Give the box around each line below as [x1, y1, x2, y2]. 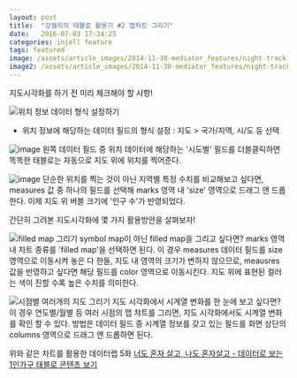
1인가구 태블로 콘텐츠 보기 [9, 359, 98, 369]
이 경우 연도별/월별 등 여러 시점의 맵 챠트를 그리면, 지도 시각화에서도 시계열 [9, 306, 267, 318]
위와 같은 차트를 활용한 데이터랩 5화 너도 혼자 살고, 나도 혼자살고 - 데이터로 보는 [9, 348, 284, 359]
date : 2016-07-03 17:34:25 [9, 29, 117, 38]
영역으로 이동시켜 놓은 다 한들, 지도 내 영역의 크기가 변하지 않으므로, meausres [9, 255, 280, 266]
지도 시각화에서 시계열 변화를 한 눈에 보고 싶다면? [111, 296, 281, 306]
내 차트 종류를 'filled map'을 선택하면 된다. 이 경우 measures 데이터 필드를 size [9, 244, 283, 254]
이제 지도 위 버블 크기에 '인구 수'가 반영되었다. [27, 195, 186, 206]
